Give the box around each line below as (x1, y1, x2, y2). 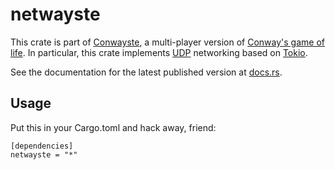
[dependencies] (10, 141, 74, 151)
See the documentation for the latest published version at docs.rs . (10, 66, 283, 78)
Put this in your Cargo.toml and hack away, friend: (10, 121, 217, 133)
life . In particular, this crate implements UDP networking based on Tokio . (10, 46, 308, 58)
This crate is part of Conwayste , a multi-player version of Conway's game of (10, 36, 326, 48)
